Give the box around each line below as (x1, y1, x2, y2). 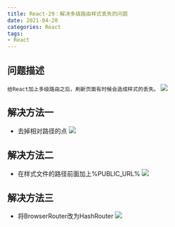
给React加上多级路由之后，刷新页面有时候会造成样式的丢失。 (7, 85, 160, 92)
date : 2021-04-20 (7, 17, 58, 24)
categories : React (7, 23, 61, 30)
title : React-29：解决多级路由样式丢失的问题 (7, 10, 128, 18)
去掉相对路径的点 (17, 126, 67, 135)
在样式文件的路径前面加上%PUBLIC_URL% (17, 169, 141, 178)
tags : (7, 30, 23, 37)
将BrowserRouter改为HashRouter (17, 212, 114, 221)
